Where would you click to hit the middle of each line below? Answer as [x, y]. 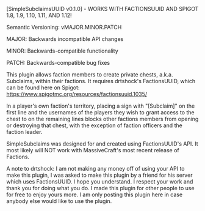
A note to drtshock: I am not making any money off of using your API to [95, 168]
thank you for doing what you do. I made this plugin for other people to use [100, 188]
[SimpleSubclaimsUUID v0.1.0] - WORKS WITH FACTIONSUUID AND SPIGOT [103, 9]
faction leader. [24, 132]
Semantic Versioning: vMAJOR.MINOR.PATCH [64, 27]
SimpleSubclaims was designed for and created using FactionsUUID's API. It [102, 144]
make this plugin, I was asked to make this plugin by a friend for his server [99, 175]
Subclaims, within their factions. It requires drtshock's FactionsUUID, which [101, 81]
